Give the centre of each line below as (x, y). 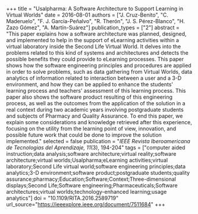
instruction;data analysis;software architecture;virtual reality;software (91, 154)
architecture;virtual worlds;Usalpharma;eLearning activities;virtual (87, 160)
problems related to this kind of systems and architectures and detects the (97, 53)
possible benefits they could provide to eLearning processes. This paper (95, 59)
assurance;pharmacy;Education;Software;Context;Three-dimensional (91, 179)
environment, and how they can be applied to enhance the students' (90, 84)
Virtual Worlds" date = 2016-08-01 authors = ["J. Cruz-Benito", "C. (87, 15)
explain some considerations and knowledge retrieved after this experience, (99, 122)
